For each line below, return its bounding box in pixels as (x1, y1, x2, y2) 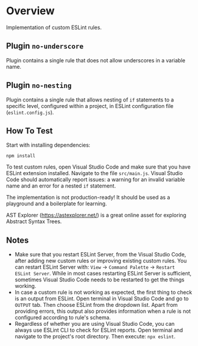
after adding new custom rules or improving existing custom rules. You (14, 257, 187, 265)
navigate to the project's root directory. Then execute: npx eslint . (14, 333, 176, 340)
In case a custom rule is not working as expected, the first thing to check (14, 289, 192, 296)
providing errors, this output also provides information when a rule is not (14, 307, 191, 315)
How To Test (6, 126, 53, 136)
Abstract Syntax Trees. (6, 218, 62, 225)
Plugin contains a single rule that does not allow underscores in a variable (6, 56, 186, 64)
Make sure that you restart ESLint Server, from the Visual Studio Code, (14, 251, 186, 258)
